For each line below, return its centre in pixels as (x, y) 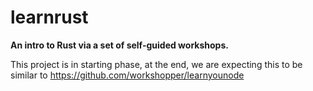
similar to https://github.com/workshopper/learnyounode (127, 75)
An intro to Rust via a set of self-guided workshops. (119, 45)
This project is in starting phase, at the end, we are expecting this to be (156, 64)
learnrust (49, 17)
